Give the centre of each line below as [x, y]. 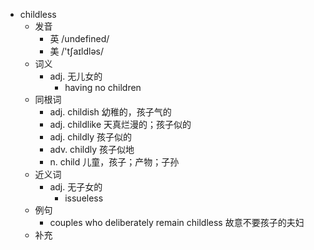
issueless [84, 198]
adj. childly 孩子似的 [91, 137]
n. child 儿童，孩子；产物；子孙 [114, 162]
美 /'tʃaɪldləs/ [77, 51]
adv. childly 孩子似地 [92, 149]
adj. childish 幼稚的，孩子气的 [110, 112]
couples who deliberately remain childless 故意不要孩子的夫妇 [177, 222]
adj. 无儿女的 [76, 76]
